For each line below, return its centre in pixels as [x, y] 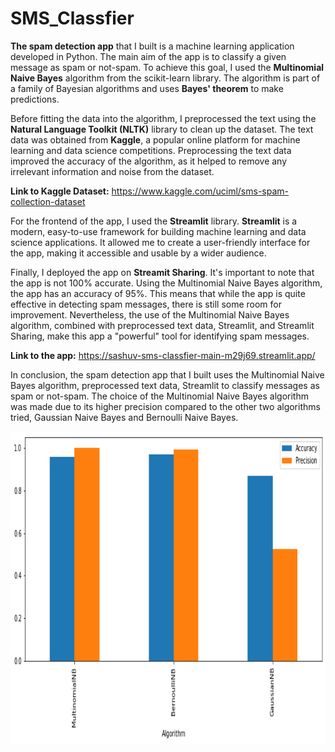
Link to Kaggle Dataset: [60, 191]
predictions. [35, 99]
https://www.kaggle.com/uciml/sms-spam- [200, 191]
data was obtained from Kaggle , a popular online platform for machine [155, 139]
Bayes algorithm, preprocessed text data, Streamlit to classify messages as [165, 385]
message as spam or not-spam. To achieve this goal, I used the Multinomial [167, 67]
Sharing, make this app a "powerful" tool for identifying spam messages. [160, 336]
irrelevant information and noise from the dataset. [112, 171]
